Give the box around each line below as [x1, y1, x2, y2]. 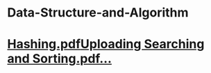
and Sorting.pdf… [7, 51, 112, 67]
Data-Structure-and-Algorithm [7, 5, 189, 21]
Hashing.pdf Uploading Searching [7, 36, 205, 52]
